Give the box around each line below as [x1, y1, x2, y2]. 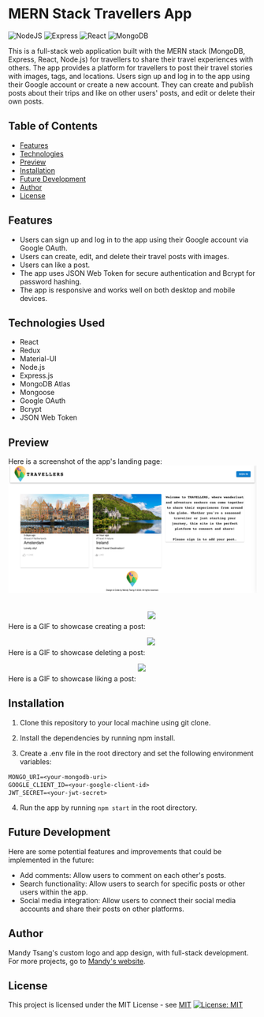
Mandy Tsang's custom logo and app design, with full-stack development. [8, 947, 249, 957]
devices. [19, 293, 48, 303]
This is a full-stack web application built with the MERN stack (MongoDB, [8, 46, 246, 55]
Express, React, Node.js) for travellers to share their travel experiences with [8, 55, 254, 64]
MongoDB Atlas [19, 379, 71, 389]
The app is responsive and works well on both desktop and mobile [19, 285, 236, 295]
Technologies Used [8, 316, 105, 330]
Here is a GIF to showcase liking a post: [8, 674, 136, 684]
